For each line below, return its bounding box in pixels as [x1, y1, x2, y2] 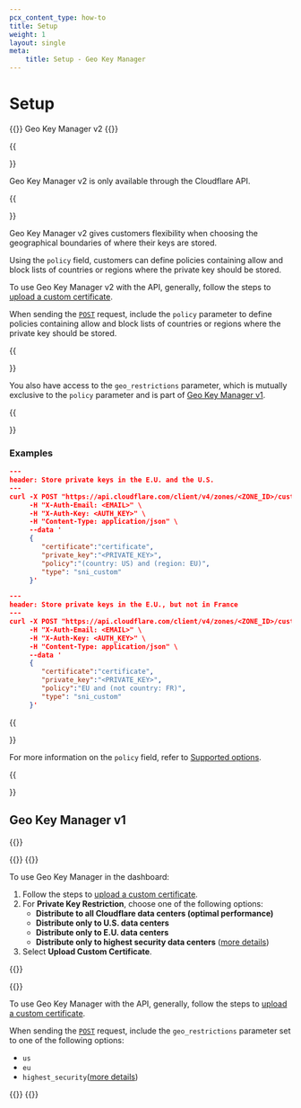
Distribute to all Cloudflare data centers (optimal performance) [35, 908, 274, 918]
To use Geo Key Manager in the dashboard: [9, 871, 170, 882]
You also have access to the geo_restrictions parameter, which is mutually [9, 379, 288, 391]
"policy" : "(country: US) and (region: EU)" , [41, 559, 211, 568]
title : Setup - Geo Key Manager [25, 55, 146, 64]
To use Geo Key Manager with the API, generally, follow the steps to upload [9, 998, 288, 1009]
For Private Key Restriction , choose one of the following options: [21, 898, 264, 909]
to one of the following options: [9, 1034, 125, 1045]
